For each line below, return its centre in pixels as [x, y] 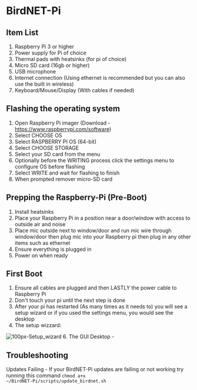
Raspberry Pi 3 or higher [44, 46]
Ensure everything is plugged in [53, 249]
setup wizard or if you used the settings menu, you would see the [94, 313]
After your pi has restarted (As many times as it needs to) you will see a [101, 307]
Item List [22, 33]
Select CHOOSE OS [39, 135]
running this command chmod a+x [46, 376]
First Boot [24, 274]
